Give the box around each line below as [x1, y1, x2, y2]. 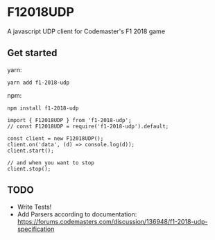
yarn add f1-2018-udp [7, 79, 70, 86]
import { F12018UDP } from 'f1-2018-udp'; [7, 117, 132, 123]
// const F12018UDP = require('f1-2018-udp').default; [7, 123, 169, 130]
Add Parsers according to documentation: [17, 209, 137, 218]
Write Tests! [17, 203, 52, 211]
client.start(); [7, 147, 54, 154]
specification [17, 225, 55, 233]
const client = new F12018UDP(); [7, 135, 104, 142]
